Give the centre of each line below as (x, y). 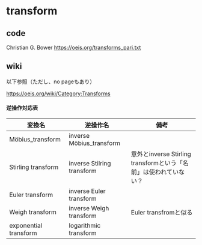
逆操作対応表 (22, 108)
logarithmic (85, 226)
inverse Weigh (89, 208)
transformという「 (157, 163)
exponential (26, 226)
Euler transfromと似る (162, 213)
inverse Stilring (90, 164)
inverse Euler (87, 191)
